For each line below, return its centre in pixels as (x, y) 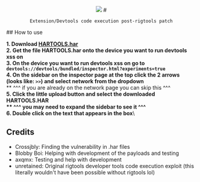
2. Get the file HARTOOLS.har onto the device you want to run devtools (97, 50)
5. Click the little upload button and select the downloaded (81, 94)
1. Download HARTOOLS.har (42, 44)
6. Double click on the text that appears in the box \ (70, 113)
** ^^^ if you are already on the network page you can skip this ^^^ (88, 88)
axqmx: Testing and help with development (68, 159)
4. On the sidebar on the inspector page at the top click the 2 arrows (93, 75)
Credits (20, 132)
